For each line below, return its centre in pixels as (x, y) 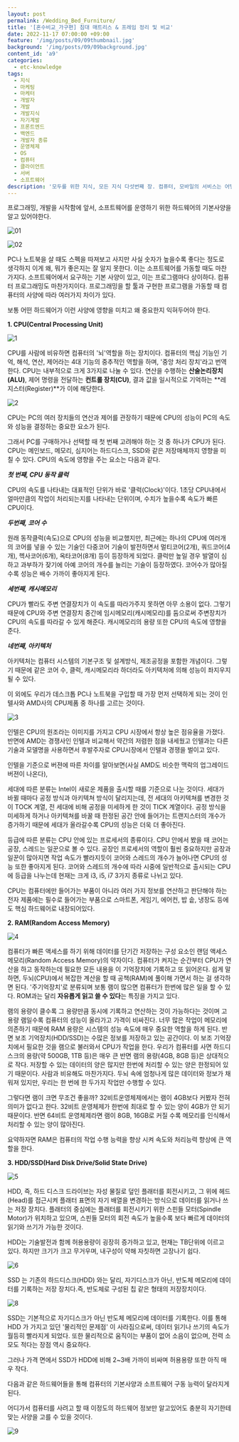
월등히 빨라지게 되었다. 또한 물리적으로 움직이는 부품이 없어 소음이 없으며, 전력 (116, 1336)
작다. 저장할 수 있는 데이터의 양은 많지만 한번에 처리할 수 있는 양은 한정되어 (118, 1065)
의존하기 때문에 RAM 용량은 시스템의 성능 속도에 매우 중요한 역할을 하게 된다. (114, 1029)
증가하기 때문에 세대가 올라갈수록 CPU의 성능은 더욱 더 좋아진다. (96, 825)
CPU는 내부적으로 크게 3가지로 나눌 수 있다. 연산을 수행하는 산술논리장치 (123, 371)
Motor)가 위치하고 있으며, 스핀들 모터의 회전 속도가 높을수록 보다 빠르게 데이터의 (118, 1218)
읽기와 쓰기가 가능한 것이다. (46, 1227)
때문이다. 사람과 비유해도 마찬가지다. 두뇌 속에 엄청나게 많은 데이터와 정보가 (119, 1074)
